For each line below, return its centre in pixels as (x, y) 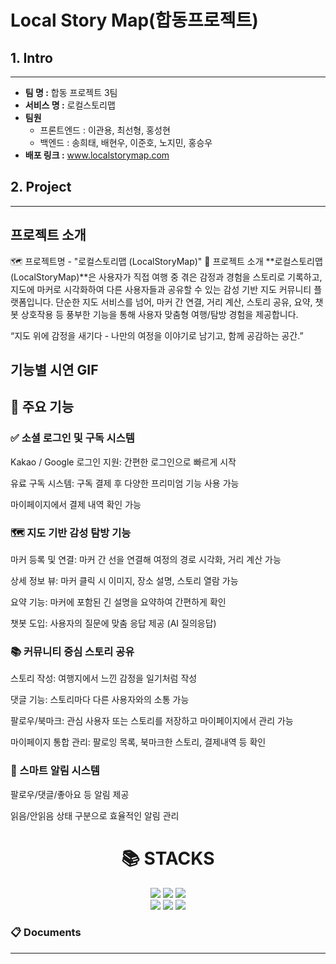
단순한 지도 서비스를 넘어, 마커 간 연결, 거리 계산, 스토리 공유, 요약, (184, 302)
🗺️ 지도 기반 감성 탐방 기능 (71, 533)
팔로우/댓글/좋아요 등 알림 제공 (70, 794)
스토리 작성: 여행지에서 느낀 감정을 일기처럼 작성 (104, 678)
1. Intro (31, 57)
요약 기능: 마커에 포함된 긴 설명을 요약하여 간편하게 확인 (118, 602)
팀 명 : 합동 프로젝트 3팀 (71, 92)
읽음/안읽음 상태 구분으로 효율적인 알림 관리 (95, 815)
